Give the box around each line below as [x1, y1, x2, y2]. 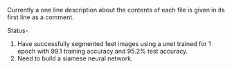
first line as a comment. [7, 13, 74, 21]
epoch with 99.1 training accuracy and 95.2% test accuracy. [17, 47, 188, 55]
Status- [7, 27, 29, 34]
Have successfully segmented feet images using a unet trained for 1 [17, 40, 211, 47]
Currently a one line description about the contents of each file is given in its [7, 6, 225, 14]
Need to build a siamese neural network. [17, 54, 133, 63]
